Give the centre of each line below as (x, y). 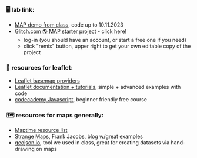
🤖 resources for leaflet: (40, 68)
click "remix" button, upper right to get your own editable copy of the (107, 46)
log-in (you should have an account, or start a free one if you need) (105, 40)
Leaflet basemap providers (47, 80)
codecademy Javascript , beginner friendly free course (81, 99)
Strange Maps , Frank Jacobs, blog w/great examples (79, 136)
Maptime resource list (41, 130)
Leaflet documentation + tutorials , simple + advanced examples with (98, 87)
